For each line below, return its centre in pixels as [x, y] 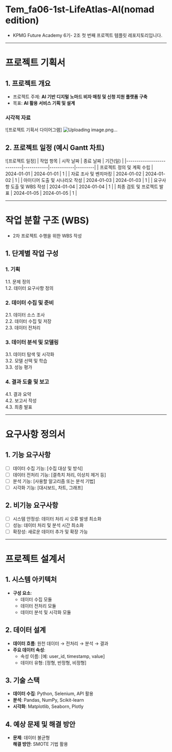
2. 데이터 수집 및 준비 [30, 303]
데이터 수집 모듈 [36, 599]
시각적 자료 [18, 118]
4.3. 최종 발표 [19, 407]
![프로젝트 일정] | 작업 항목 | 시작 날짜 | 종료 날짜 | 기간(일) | [64, 161]
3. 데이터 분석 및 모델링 [32, 342]
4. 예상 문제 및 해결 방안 [40, 724]
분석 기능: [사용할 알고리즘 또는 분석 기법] [54, 481]
